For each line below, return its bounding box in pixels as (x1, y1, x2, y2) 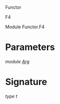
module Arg (5, 58, 30, 65)
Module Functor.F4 (5, 24, 45, 30)
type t (5, 93, 18, 99)
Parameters (5, 41, 55, 53)
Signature (5, 76, 47, 87)
